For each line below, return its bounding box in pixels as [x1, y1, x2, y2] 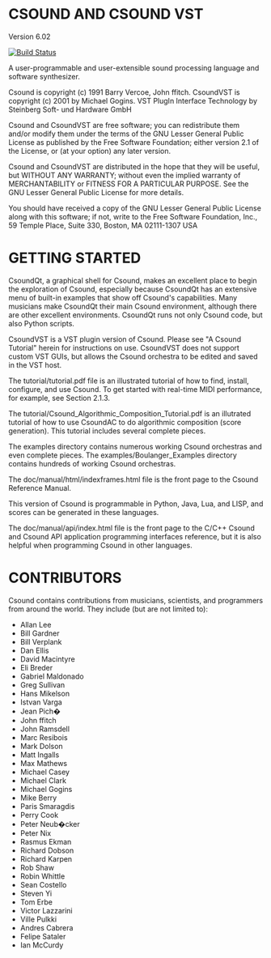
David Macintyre [19, 654, 75, 664]
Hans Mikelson [19, 688, 70, 698]
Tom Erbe [19, 896, 53, 907]
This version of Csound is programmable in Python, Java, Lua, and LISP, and [8, 499, 264, 509]
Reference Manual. [8, 483, 71, 492]
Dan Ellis [19, 645, 49, 655]
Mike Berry [19, 793, 57, 803]
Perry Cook [19, 810, 59, 820]
